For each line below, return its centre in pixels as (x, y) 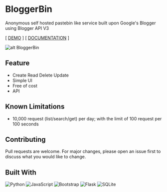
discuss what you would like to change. (46, 157)
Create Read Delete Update (40, 75)
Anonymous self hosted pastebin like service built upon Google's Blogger (81, 23)
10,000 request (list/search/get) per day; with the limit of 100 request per (87, 118)
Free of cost (25, 86)
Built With (21, 172)
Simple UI (22, 80)
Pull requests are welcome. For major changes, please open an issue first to (83, 151)
